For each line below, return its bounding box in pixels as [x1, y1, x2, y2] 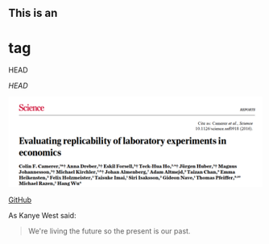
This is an [8, 6, 58, 20]
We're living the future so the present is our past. [27, 226, 191, 236]
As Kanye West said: [8, 211, 77, 221]
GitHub [8, 195, 32, 205]
